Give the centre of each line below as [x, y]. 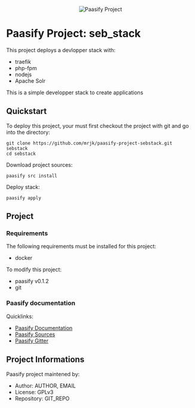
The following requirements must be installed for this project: [81, 247]
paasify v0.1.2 [32, 281]
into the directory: [28, 132]
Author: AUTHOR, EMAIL [45, 385]
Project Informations [45, 360]
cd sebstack [21, 154]
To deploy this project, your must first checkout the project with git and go [98, 125]
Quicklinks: [20, 316]
